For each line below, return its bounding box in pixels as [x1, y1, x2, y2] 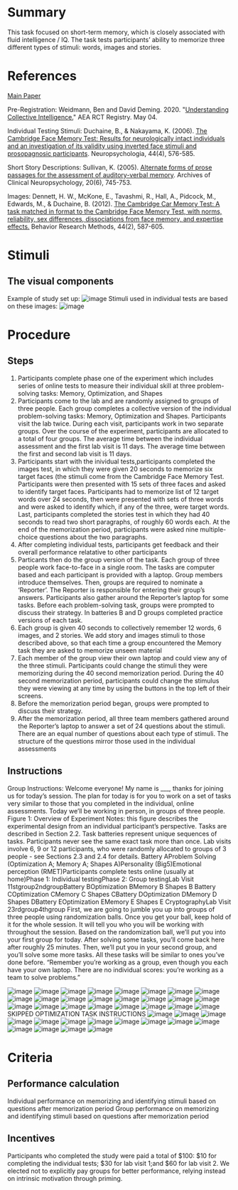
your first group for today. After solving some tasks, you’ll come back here [7, 935, 225, 944]
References [7, 68, 77, 84]
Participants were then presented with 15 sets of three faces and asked [17, 480, 226, 488]
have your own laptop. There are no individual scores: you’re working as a [7, 965, 224, 974]
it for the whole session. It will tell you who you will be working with [7, 920, 204, 929]
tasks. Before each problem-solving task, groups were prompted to [17, 601, 215, 609]
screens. [17, 691, 44, 700]
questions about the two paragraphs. [38, 532, 148, 541]
